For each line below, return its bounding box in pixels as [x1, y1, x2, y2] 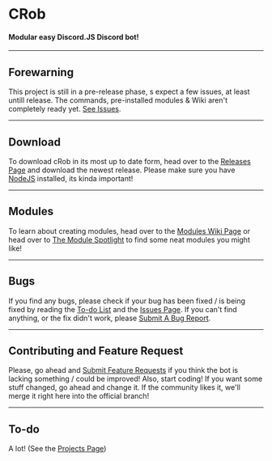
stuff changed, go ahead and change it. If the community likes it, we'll [8, 383, 241, 392]
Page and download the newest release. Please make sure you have [8, 165, 236, 175]
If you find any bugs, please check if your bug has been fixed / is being [8, 296, 245, 306]
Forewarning [8, 66, 74, 79]
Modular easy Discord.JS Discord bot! [8, 32, 139, 41]
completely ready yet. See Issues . [8, 104, 121, 114]
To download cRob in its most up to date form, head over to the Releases [8, 157, 251, 167]
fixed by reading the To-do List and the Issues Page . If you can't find [8, 304, 237, 314]
